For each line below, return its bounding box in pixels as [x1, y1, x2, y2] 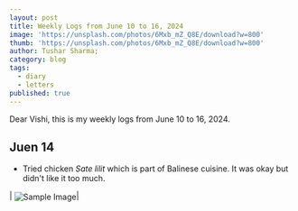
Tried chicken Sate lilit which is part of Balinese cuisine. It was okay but [22, 163, 289, 174]
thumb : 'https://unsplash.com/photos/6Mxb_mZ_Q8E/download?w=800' [9, 38, 265, 48]
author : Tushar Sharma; [9, 47, 99, 56]
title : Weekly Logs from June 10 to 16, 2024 [9, 22, 183, 31]
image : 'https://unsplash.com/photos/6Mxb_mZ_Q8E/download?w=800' [9, 30, 265, 39]
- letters [17, 80, 54, 89]
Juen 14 [9, 139, 55, 154]
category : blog [9, 55, 67, 64]
